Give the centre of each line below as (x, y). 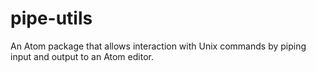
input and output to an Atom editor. (82, 56)
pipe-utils (51, 18)
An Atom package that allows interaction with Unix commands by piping (158, 46)
